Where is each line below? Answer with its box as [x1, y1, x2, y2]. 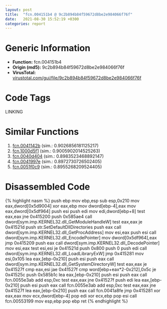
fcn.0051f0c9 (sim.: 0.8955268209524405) [12, 164, 102, 170]
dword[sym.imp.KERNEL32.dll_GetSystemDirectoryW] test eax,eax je [5, 261, 147, 267]
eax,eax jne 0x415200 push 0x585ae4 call [5, 213, 92, 219]
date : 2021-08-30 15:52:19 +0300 [5, 16, 79, 21]
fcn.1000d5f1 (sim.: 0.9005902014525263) [12, 148, 101, 154]
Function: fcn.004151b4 [12, 59, 62, 65]
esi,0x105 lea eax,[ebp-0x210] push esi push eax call [5, 256, 114, 262]
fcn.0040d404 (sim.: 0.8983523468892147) [12, 153, 104, 159]
